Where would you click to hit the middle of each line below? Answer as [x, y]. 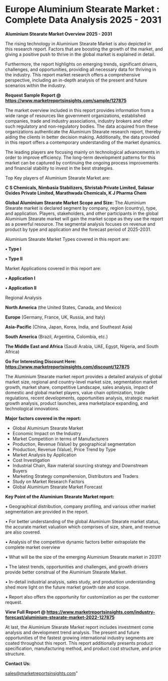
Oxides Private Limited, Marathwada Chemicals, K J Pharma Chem [76, 193]
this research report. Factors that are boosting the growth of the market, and [84, 49]
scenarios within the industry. [36, 85]
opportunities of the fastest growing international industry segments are [79, 638]
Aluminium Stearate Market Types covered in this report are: [67, 239]
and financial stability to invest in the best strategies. [59, 168]
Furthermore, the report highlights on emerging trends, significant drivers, [81, 64]
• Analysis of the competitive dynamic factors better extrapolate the [75, 542]
